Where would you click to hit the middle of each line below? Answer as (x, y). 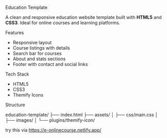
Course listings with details (41, 48)
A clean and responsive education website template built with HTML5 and (83, 17)
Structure (15, 105)
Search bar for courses (37, 53)
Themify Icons (28, 95)
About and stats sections (39, 59)
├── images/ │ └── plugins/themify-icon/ (50, 120)
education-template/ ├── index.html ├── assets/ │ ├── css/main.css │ (82, 115)
